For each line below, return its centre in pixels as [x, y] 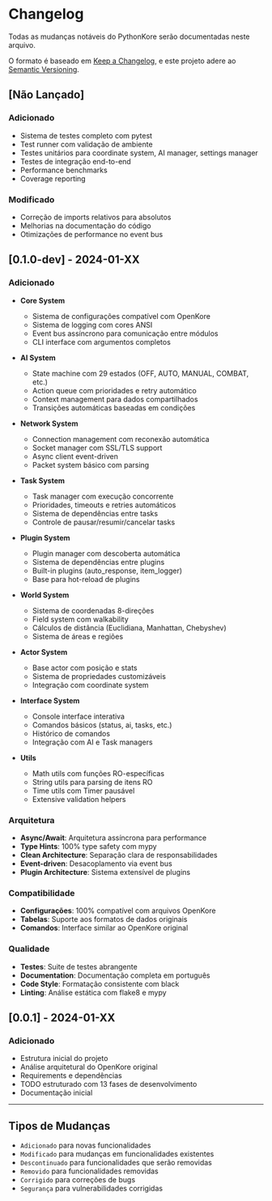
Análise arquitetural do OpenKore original [89, 1067]
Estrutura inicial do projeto [64, 1059]
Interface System [50, 700]
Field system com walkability [81, 619]
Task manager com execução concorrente [103, 496]
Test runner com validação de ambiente [86, 144]
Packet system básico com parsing [91, 465]
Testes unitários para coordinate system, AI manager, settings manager [139, 153]
